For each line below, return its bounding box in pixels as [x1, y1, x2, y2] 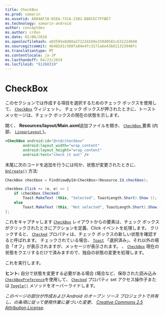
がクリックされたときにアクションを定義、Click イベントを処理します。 [5, 225, 149, 231]
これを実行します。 [5, 260, 44, 265]
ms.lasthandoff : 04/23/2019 [5, 57, 63, 62]
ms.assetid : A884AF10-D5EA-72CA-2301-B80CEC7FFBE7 [5, 16, 111, 21]
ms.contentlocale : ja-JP [5, 52, 56, 58]
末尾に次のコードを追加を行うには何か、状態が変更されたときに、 [5, 161, 138, 167]
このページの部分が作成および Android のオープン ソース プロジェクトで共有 [5, 293, 159, 299]
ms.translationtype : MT [5, 48, 54, 53]
